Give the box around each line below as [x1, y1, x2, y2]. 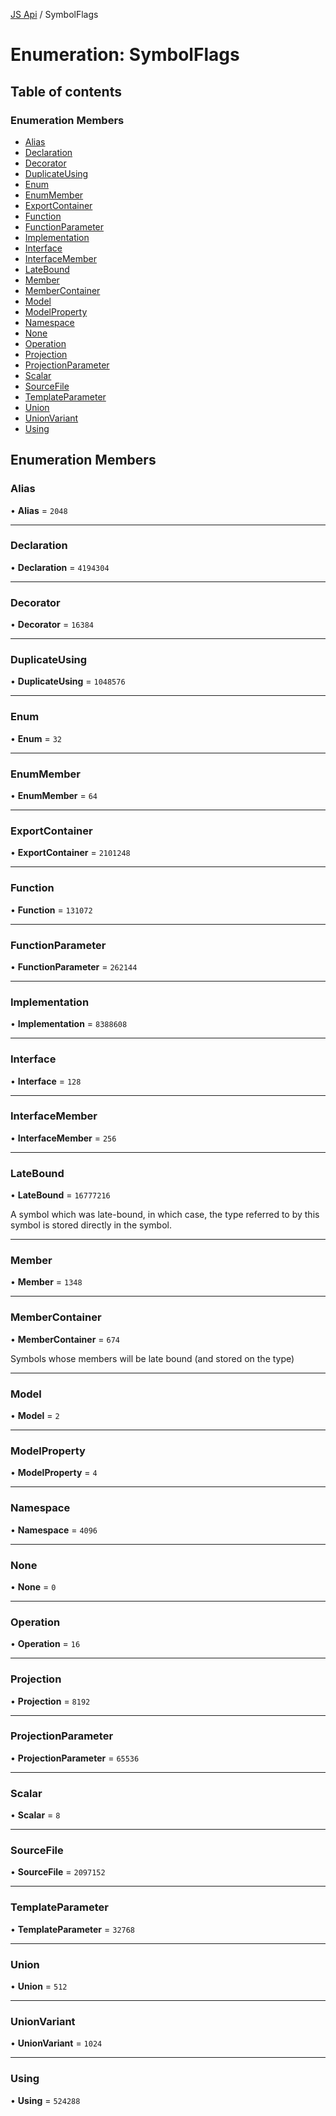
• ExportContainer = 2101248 [10, 847, 131, 859]
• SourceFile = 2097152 [10, 1866, 106, 1878]
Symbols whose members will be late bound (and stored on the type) [10, 1352, 295, 1364]
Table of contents [10, 83, 122, 100]
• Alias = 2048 [10, 504, 68, 516]
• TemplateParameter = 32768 [10, 1923, 136, 1935]
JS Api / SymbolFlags [10, 9, 99, 20]
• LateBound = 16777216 [10, 1189, 111, 1201]
